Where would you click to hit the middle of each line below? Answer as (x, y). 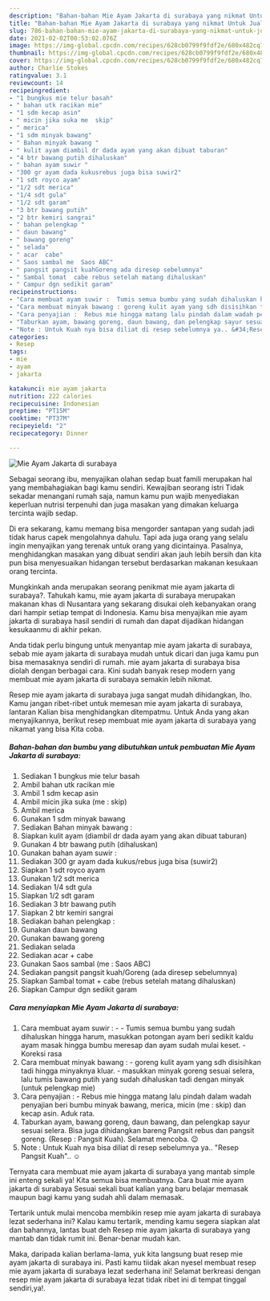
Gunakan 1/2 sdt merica (60, 878)
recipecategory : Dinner (49, 434)
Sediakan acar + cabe (57, 955)
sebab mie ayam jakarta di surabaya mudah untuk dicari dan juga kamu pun (134, 653)
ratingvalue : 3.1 (38, 75)
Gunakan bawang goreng (62, 938)
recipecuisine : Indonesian (54, 404)
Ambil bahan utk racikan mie (68, 785)
